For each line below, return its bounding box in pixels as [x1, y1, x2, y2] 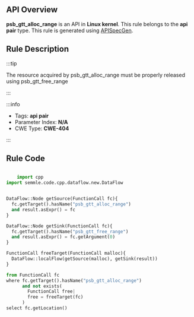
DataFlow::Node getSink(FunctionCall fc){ [6, 223, 113, 229]
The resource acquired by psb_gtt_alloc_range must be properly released [6, 71, 186, 78]
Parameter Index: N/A [14, 118, 68, 125]
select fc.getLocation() [6, 305, 68, 311]
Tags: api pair [14, 112, 49, 119]
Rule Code [6, 154, 46, 164]
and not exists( [21, 283, 62, 289]
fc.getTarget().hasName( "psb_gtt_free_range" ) [11, 229, 129, 234]
